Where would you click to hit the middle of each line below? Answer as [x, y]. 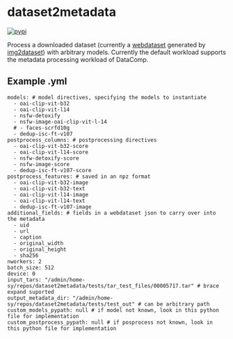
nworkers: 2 [24, 261]
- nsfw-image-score [42, 164]
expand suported [31, 292]
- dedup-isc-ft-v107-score [53, 170]
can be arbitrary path [177, 304]
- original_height [40, 249]
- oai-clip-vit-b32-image [51, 182]
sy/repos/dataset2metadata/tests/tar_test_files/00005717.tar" [101, 286]
